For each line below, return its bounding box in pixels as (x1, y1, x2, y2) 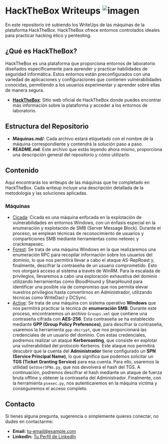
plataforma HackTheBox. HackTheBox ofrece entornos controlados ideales (5, 27, 160, 33)
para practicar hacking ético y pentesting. (5, 32, 92, 38)
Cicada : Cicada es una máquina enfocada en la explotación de (12, 214, 142, 220)
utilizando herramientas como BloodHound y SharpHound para (12, 278, 143, 284)
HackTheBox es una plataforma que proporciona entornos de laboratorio (5, 60, 155, 66)
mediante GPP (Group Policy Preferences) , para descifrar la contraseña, (12, 321, 163, 327)
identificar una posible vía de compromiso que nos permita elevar (12, 283, 148, 289)
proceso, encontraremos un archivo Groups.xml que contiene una (12, 310, 147, 317)
